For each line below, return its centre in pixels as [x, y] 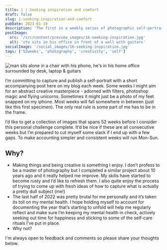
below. [12, 244]
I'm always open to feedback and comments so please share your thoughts [82, 238]
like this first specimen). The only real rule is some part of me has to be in [80, 107]
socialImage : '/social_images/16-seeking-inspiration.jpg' [68, 47]
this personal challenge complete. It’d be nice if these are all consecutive [80, 127]
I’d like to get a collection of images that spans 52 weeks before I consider [81, 122]
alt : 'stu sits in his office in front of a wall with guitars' [78, 42]
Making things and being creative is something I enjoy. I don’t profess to [86, 165]
